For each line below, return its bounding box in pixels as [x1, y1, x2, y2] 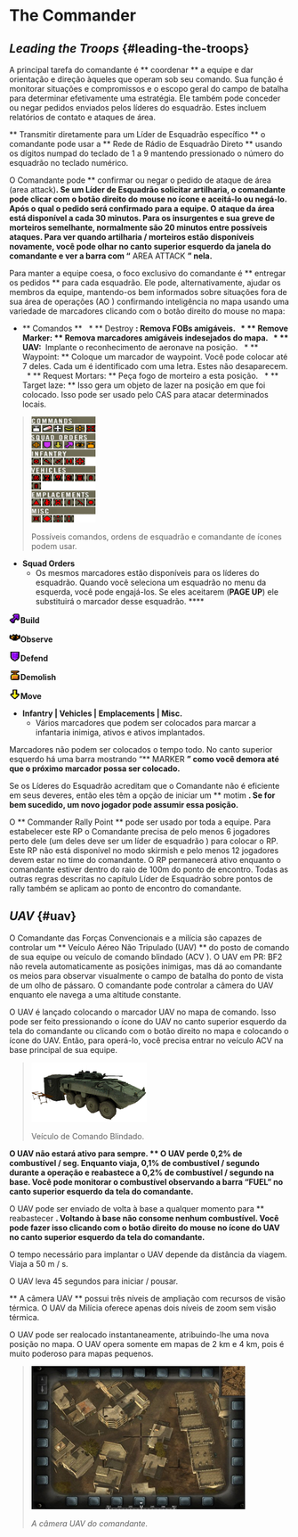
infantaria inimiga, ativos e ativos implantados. [35, 727, 205, 737]
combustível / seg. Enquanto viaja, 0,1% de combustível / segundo [9, 1157, 260, 1168]
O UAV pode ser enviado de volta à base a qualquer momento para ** [9, 1203, 265, 1213]
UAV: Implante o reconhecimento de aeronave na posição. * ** [21, 342, 259, 352]
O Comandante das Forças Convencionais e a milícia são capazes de [9, 933, 262, 943]
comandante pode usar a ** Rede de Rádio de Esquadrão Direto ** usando [9, 139, 283, 149]
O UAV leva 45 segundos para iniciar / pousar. [9, 1276, 179, 1286]
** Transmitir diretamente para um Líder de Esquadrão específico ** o [9, 129, 266, 139]
